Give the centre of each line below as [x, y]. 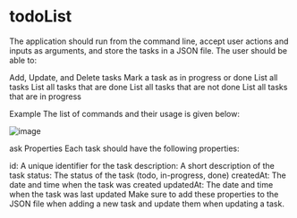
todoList [41, 17]
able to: [23, 60]
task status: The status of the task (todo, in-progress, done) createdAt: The [148, 175]
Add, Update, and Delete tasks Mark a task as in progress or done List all [144, 77]
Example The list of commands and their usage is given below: [124, 113]
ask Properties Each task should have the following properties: [124, 148]
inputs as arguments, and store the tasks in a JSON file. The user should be [148, 50]
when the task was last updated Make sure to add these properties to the [144, 194]
